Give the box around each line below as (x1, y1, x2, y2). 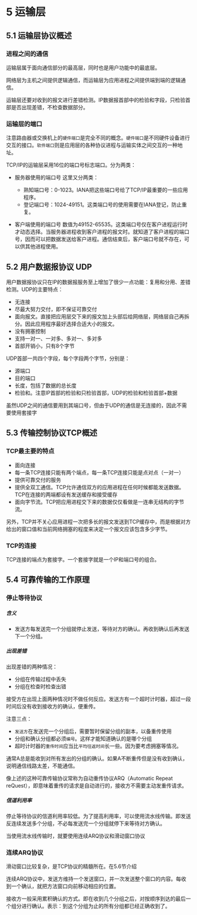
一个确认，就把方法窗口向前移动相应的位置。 (11, 883, 119, 890)
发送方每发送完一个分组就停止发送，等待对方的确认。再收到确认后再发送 (14, 625, 189, 633)
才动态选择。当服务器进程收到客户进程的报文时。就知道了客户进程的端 (14, 228, 185, 236)
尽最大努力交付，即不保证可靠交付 (14, 305, 97, 312)
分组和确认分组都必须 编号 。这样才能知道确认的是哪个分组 (14, 735, 152, 742)
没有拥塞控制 (14, 327, 46, 335)
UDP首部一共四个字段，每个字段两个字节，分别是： (6, 355, 130, 362)
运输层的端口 (6, 120, 43, 128)
